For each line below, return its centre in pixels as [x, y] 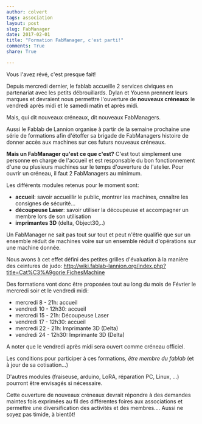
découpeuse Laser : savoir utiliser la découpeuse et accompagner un [102, 210]
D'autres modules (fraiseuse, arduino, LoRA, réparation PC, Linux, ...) [93, 376]
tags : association [30, 18]
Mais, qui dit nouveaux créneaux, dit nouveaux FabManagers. [84, 117]
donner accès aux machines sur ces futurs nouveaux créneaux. [86, 142]
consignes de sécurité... [45, 203]
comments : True [26, 46]
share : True [21, 52]
